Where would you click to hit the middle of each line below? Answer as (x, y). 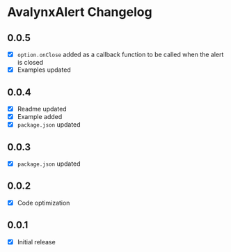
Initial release (36, 242)
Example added (40, 117)
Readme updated (42, 109)
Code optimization (43, 203)
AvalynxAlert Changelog (80, 12)
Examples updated (44, 70)
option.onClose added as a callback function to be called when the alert (120, 54)
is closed (30, 63)
